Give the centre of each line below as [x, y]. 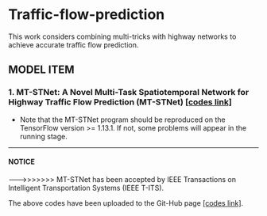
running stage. [43, 136]
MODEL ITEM [41, 70]
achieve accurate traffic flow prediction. [74, 44]
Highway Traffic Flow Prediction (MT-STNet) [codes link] [120, 102]
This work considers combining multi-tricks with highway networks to [122, 36]
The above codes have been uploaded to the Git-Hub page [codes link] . [126, 203]
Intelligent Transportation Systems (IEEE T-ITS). [86, 188]
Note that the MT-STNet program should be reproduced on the [122, 119]
